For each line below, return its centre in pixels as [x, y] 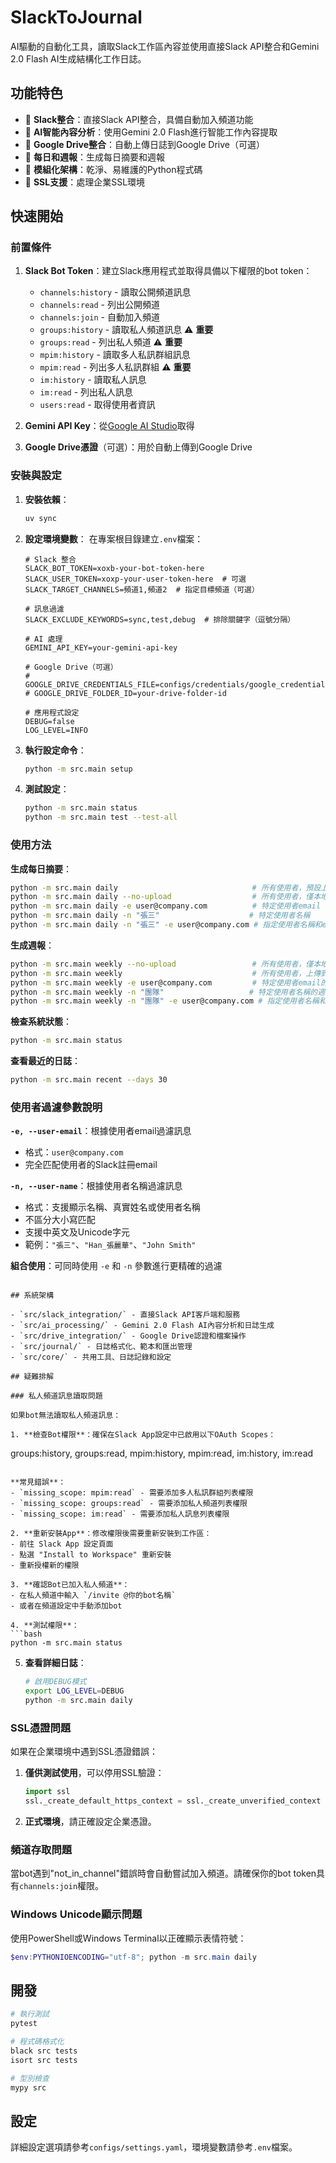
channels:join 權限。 [62, 1886]
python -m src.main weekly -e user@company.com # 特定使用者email [166, 982]
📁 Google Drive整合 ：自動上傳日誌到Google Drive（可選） [145, 144]
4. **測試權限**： [45, 1626]
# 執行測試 [30, 2014]
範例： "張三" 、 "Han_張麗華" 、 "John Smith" [110, 1245]
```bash [26, 1634]
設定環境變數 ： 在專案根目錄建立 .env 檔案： [114, 538]
